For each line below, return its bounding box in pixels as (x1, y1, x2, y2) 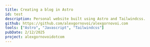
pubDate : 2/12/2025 (5, 30, 45, 35)
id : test (5, 12, 23, 17)
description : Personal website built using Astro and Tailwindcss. (5, 16, 146, 21)
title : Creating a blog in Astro (5, 7, 74, 12)
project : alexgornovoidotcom (5, 35, 65, 40)
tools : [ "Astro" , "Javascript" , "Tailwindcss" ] (5, 25, 104, 30)
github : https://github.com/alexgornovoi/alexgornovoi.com (5, 21, 128, 26)
